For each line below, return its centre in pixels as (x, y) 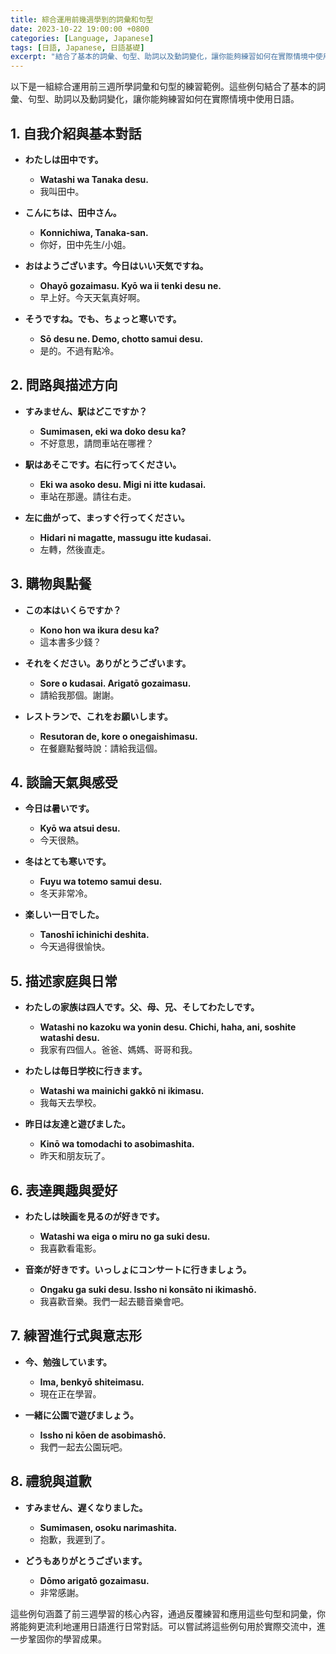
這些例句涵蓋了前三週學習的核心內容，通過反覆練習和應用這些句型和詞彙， (163, 1613)
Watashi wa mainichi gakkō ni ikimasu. (122, 1091)
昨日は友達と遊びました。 (77, 1124)
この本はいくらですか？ (73, 610)
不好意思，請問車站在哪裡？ (97, 443)
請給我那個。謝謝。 (79, 695)
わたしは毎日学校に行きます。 (86, 1071)
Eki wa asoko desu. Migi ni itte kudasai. (123, 484)
